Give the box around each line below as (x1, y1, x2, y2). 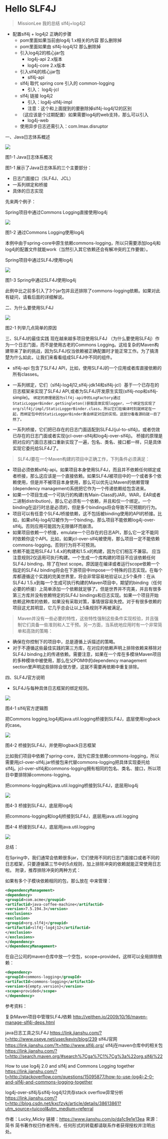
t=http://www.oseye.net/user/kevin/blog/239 (5, 1036, 97, 1042)
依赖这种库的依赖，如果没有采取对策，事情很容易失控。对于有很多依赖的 (12, 598, 161, 604)
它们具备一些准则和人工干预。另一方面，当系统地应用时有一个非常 (21, 621, 158, 628)
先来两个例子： (5, 198, 36, 204)
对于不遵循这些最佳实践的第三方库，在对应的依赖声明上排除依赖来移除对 (12, 645, 161, 651)
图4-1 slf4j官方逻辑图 (5, 705, 48, 711)
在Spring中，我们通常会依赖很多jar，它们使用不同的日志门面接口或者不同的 (5, 854, 160, 860)
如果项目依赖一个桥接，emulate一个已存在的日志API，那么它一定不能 (12, 529, 154, 535)
